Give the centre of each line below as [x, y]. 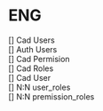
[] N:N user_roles [40, 87]
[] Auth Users [33, 49]
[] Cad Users [32, 40]
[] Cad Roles [31, 68]
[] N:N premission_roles [51, 96]
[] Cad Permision [39, 59]
